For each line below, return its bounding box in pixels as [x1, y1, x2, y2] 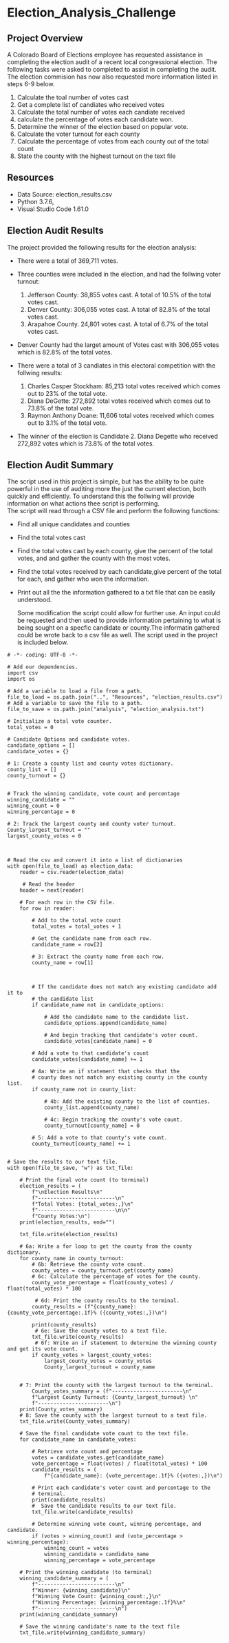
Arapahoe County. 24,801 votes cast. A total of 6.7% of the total [27, 319, 208, 328]
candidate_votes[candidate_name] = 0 [43, 1038, 153, 1045]
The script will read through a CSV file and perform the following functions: [7, 507, 220, 515]
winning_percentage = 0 [7, 808, 76, 815]
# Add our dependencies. [7, 664, 78, 670]
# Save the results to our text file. [7, 1159, 118, 1166]
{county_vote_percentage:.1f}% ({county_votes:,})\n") [7, 1309, 168, 1317]
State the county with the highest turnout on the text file [17, 152, 176, 160]
